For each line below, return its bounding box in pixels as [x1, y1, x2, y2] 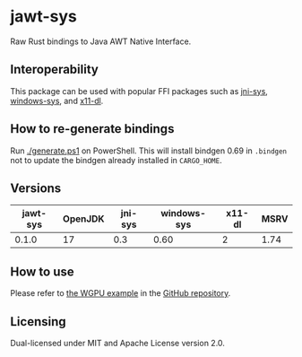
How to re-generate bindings [10, 121, 175, 136]
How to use [10, 264, 74, 279]
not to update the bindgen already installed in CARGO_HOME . [10, 154, 222, 165]
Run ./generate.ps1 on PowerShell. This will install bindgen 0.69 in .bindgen [10, 145, 288, 156]
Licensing [10, 314, 66, 329]
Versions [10, 180, 62, 196]
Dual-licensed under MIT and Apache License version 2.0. [10, 338, 225, 348]
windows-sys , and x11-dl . [10, 95, 104, 106]
